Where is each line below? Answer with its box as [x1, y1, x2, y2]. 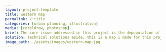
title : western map [5, 12, 45, 17]
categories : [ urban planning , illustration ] [5, 21, 98, 26]
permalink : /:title [5, 16, 45, 21]
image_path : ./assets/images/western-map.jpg [5, 40, 100, 45]
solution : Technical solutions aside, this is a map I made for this [5, 35, 152, 40]
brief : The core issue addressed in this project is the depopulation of [5, 30, 161, 35]
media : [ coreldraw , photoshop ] [5, 26, 70, 31]
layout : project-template [5, 7, 58, 12]
